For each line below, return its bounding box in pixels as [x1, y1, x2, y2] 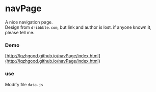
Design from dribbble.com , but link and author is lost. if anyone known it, [5, 24, 152, 30]
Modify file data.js [5, 81, 44, 87]
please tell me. [5, 29, 35, 35]
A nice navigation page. [5, 19, 53, 25]
